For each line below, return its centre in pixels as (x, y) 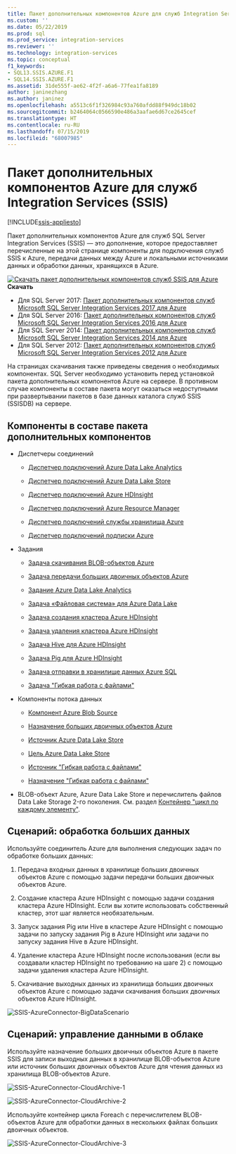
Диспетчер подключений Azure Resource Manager (104, 508)
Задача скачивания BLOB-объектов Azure (91, 563)
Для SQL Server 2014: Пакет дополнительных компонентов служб (117, 331)
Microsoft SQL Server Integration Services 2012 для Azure (102, 353)
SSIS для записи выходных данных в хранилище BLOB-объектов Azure (114, 1058)
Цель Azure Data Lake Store (69, 754)
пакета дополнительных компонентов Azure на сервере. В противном (113, 381)
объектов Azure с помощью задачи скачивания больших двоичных (119, 991)
